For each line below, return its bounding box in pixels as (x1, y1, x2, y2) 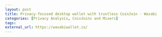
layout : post (5, 7, 32, 12)
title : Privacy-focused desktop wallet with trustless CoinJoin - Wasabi (5, 12, 158, 16)
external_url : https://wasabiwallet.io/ (5, 25, 88, 30)
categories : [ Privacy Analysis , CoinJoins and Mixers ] (5, 16, 118, 21)
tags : (5, 20, 16, 25)
